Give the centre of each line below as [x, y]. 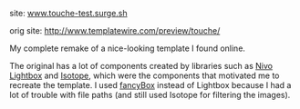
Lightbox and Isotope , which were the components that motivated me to [145, 75]
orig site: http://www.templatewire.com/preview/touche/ [115, 30]
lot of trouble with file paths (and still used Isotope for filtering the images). [150, 95]
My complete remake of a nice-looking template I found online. [128, 48]
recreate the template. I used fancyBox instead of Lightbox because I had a [150, 85]
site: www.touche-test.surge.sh [68, 13]
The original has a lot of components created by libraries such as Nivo [141, 66]
